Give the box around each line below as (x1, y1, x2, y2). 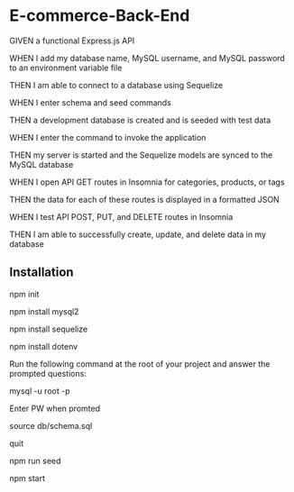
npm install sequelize (9, 323, 88, 334)
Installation (9, 265, 74, 280)
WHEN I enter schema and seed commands (9, 96, 171, 108)
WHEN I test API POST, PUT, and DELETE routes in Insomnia (9, 211, 234, 222)
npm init (9, 288, 40, 299)
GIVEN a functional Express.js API (9, 35, 135, 46)
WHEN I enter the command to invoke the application (9, 132, 207, 142)
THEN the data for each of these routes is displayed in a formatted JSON (9, 194, 280, 205)
